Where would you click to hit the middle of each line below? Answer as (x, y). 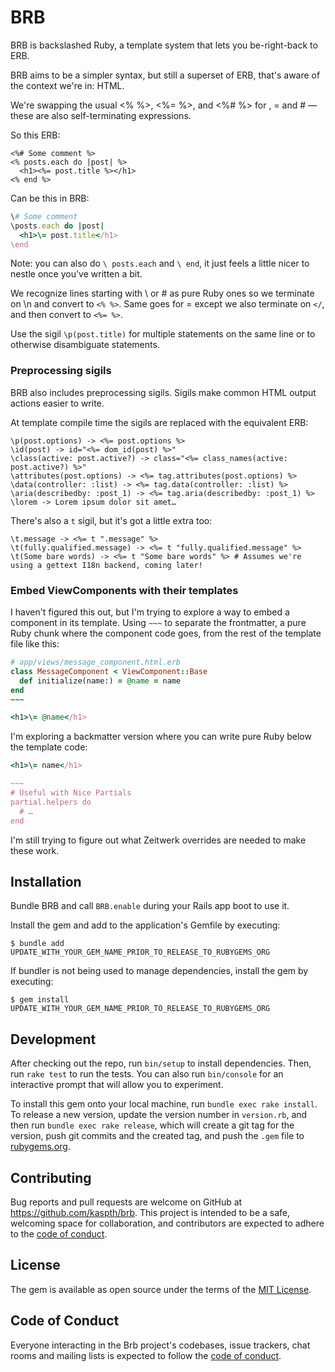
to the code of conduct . (59, 1233)
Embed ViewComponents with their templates (124, 590)
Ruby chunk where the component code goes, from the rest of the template (166, 633)
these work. (35, 850)
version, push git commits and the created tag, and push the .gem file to (157, 1136)
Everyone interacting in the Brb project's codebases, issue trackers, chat (160, 1345)
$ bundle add (37, 944)
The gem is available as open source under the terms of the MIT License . (161, 1289)
